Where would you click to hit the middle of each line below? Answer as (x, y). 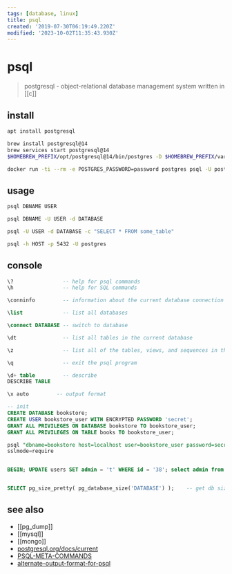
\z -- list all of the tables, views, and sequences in (112, 350)
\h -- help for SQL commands (72, 288)
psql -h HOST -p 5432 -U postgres (57, 244)
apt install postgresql (41, 131)
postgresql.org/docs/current (58, 548)
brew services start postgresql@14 (58, 150)
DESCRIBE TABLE (29, 382)
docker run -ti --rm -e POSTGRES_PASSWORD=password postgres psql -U (109, 169)
